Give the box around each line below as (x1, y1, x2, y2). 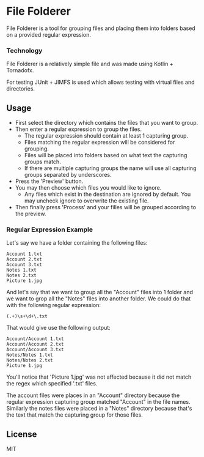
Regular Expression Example (6, 225, 93, 234)
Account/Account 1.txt (6, 336, 64, 342)
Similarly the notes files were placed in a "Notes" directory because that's (6, 405, 192, 412)
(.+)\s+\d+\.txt (6, 313, 48, 319)
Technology (6, 46, 43, 54)
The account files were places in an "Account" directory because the (6, 392, 180, 399)
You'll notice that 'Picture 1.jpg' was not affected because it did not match (6, 373, 192, 381)
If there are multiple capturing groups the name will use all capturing (24, 165, 197, 172)
